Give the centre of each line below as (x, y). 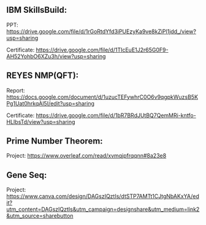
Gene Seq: (27, 175)
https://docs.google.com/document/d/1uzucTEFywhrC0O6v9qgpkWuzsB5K (102, 97)
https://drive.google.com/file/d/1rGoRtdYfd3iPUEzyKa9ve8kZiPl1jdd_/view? (101, 31)
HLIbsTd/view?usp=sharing (41, 121)
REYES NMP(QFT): (43, 76)
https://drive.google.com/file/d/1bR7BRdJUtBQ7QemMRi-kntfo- (116, 115)
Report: (16, 90)
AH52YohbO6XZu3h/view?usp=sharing (56, 56)
